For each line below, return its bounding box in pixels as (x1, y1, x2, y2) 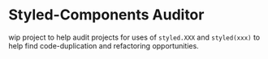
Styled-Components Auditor (8, 6, 205, 24)
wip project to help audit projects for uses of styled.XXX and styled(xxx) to (8, 32, 261, 42)
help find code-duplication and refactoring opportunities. (8, 40, 199, 50)
